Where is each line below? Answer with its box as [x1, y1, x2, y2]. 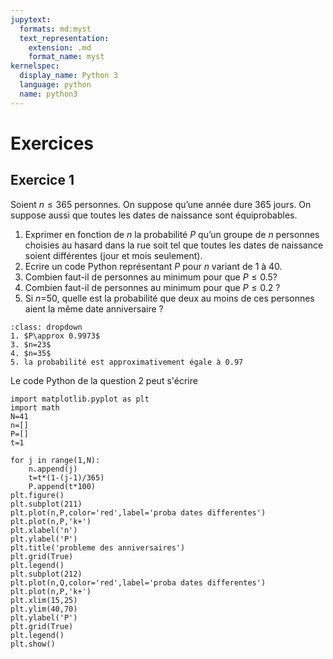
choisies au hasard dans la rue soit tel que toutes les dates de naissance [24, 239, 324, 251]
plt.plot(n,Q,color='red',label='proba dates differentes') [10, 577, 267, 588]
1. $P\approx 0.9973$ [10, 331, 101, 341]
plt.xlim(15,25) [10, 595, 78, 605]
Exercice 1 [10, 172, 75, 189]
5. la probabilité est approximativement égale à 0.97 [10, 357, 244, 367]
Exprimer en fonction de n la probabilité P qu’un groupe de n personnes [24, 228, 320, 240]
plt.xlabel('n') [10, 525, 78, 535]
